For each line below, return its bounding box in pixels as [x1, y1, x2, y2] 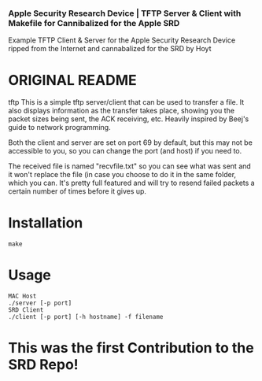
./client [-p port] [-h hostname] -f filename [8, 313, 164, 321]
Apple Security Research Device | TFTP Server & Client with [8, 8, 242, 19]
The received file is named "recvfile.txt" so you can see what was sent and [8, 161, 252, 171]
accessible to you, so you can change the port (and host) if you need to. [8, 146, 242, 156]
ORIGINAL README [8, 72, 138, 90]
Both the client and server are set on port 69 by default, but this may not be [8, 138, 253, 147]
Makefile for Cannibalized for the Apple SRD [8, 17, 180, 28]
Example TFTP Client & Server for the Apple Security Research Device [8, 35, 236, 45]
